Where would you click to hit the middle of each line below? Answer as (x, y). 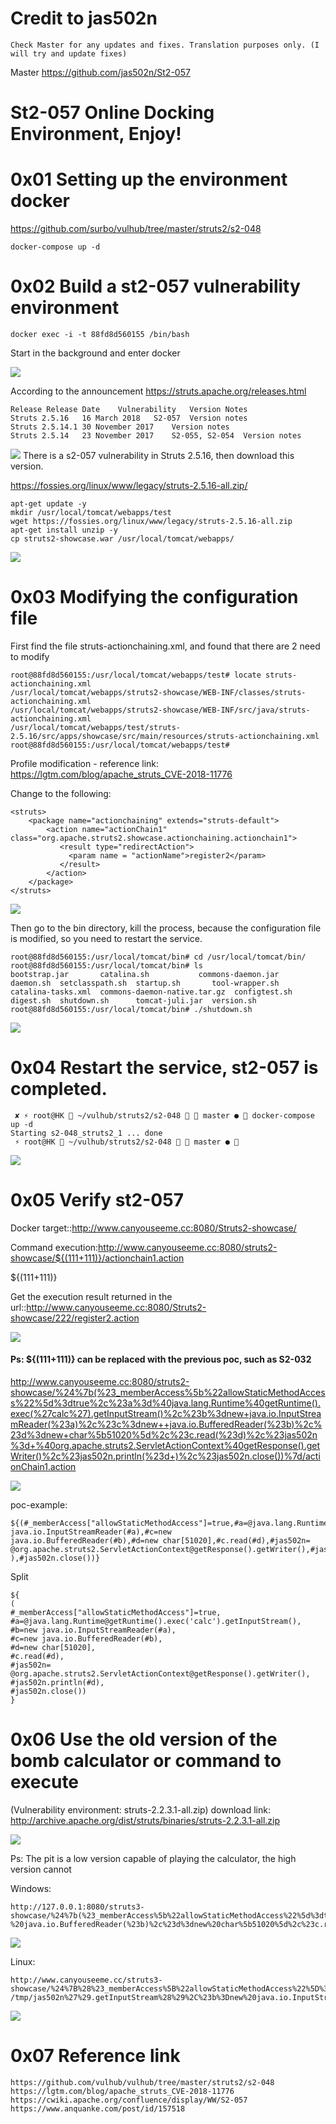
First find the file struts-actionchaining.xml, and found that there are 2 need (165, 646)
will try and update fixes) (69, 53)
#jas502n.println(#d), (57, 1683)
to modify (30, 656)
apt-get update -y (48, 504)
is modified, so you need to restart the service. (106, 938)
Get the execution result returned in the (91, 1296)
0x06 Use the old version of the (144, 1739)
